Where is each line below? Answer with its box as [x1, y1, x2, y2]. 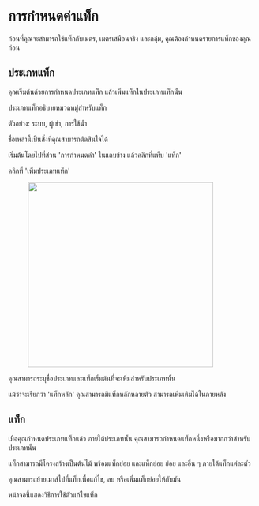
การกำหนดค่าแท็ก [8, 7, 99, 25]
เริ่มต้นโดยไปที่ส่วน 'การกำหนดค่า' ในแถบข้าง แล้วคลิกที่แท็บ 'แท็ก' [8, 150, 182, 159]
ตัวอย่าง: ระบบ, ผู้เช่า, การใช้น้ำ [8, 118, 88, 128]
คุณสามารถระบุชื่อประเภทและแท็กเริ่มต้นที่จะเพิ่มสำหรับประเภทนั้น [8, 373, 176, 383]
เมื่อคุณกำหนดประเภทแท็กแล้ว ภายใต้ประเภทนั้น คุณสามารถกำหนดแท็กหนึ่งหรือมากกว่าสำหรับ [8, 433, 251, 443]
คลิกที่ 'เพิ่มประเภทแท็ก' [8, 166, 70, 175]
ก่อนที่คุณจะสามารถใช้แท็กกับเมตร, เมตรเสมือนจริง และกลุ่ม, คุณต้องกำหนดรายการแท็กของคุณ [8, 33, 251, 43]
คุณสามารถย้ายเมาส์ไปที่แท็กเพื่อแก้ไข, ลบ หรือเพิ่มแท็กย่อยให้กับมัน [8, 474, 182, 484]
